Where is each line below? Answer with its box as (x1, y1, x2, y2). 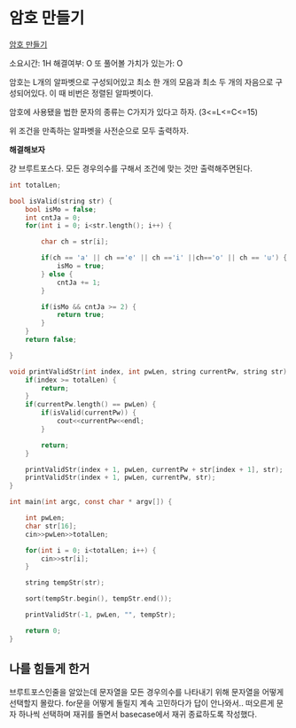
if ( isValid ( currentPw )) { (41, 408, 137, 417)
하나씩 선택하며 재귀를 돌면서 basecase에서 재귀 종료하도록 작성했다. (18, 709, 257, 719)
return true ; (56, 311, 105, 320)
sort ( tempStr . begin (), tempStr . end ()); (25, 594, 173, 603)
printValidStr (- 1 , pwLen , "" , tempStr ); (25, 610, 176, 620)
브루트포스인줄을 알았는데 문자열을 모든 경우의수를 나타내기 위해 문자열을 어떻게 (9, 686, 284, 697)
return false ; (25, 336, 77, 345)
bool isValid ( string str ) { (9, 197, 113, 205)
